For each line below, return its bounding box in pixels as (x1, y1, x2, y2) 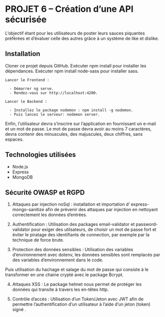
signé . (12, 307, 26, 313)
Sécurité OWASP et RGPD (5, 188, 85, 196)
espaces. (5, 136, 24, 142)
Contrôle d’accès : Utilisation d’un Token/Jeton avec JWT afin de (12, 296, 144, 302)
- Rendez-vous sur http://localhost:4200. (9, 90, 98, 95)
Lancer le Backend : (5, 99, 48, 104)
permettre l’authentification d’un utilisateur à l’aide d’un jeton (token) (12, 301, 151, 307)
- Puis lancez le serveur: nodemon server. (9, 112, 100, 117)
